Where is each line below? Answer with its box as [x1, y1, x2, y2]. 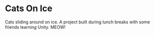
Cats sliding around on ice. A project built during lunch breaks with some [5, 19, 150, 25]
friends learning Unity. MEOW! [5, 24, 66, 30]
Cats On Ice [5, 3, 52, 14]
